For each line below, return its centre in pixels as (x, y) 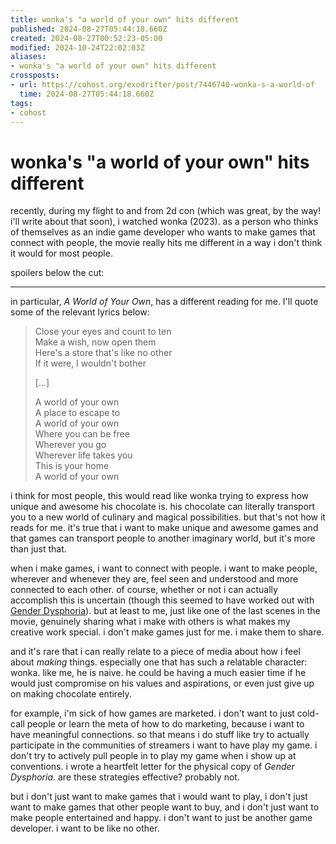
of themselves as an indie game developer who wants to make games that (163, 232)
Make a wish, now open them (95, 342)
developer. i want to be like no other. (85, 828)
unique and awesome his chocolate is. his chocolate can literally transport (163, 507)
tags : (21, 103)
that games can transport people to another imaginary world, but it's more (163, 538)
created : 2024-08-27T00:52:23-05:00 (86, 38)
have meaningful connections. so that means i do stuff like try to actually (160, 735)
